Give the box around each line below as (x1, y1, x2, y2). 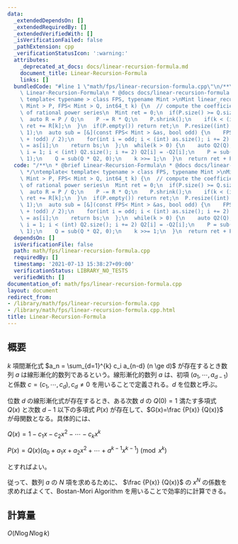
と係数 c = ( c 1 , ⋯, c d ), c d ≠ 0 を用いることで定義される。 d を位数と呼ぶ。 (7, 380, 222, 390)
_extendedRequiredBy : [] (13, 23, 87, 30)
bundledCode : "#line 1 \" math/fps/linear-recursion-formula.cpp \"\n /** (13, 83, 230, 90)
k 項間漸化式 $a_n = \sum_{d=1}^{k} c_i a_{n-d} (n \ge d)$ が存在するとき (7, 361, 222, 370)
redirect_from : (7, 293, 52, 301)
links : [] (20, 76, 50, 84)
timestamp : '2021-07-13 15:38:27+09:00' (13, 261, 135, 268)
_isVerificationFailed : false (13, 37, 103, 44)
